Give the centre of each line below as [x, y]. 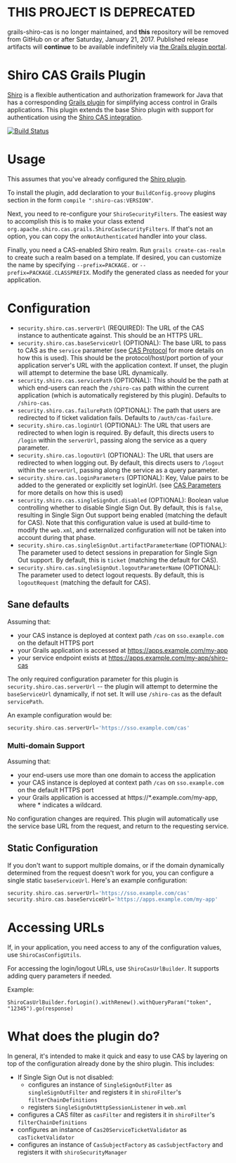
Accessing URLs [56, 928]
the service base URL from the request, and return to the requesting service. [118, 826]
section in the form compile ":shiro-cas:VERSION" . [80, 200]
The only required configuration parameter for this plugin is [93, 679]
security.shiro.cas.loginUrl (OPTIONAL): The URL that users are [114, 425]
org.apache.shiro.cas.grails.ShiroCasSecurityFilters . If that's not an [110, 228]
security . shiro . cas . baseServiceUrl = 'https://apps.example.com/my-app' [113, 899]
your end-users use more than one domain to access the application [116, 775]
